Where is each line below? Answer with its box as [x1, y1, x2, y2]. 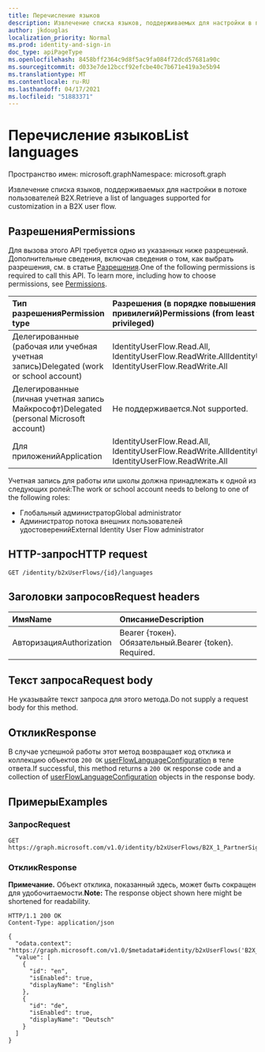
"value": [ [15, 954, 51, 962]
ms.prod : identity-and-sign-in [8, 41, 111, 49]
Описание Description [119, 614, 204, 625]
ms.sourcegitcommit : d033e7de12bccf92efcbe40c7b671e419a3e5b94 [8, 63, 221, 71]
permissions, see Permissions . [8, 279, 108, 289]
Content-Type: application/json [8, 919, 114, 927]
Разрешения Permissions [8, 225, 136, 238]
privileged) [112, 318, 155, 328]
